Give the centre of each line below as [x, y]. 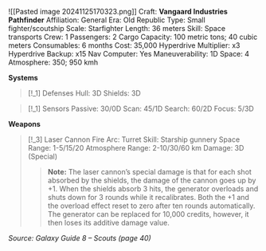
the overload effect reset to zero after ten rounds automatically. [151, 206]
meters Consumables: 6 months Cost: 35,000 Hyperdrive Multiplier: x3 [124, 45]
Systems [23, 78]
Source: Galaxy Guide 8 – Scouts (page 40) [80, 238]
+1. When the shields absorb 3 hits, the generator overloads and [153, 189]
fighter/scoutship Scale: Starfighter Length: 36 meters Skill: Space [117, 28]
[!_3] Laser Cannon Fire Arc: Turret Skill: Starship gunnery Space [134, 139]
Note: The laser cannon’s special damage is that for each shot [150, 172]
